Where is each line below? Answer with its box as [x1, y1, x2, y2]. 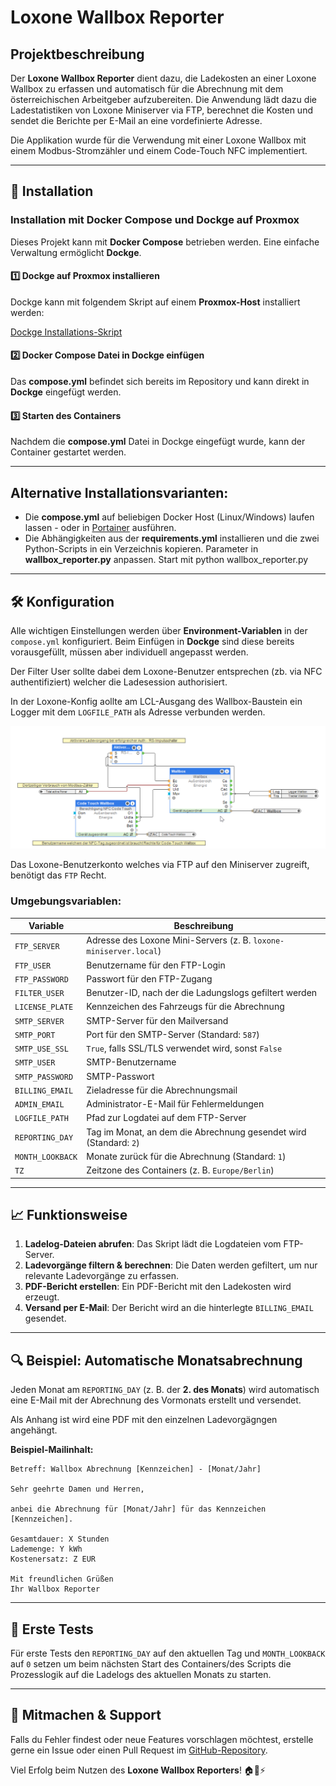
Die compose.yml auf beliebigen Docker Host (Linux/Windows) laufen [24, 511, 315, 523]
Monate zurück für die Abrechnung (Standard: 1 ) [86, 1150, 287, 1162]
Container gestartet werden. [10, 446, 127, 458]
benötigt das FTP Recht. [10, 869, 107, 881]
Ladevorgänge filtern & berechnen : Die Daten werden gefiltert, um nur [24, 1259, 318, 1271]
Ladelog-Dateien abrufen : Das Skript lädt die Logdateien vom [24, 1238, 282, 1250]
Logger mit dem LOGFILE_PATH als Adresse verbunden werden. [10, 706, 266, 718]
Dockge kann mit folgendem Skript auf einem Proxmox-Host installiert [10, 296, 301, 308]
